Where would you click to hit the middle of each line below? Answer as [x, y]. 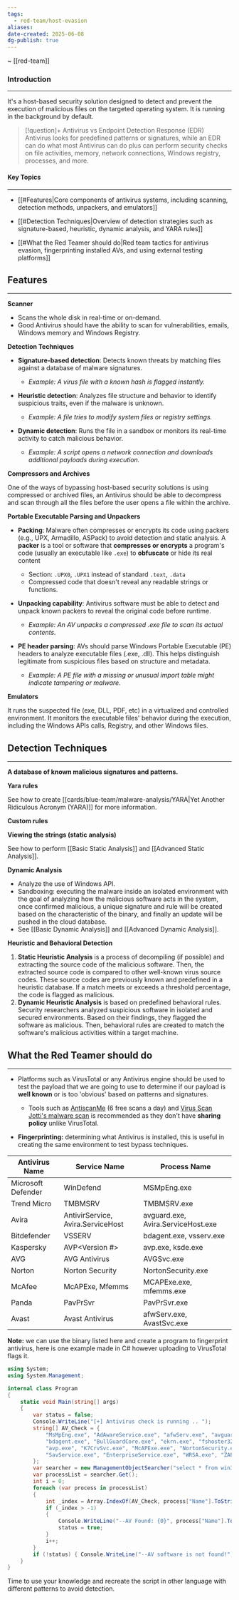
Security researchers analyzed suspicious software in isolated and [115, 1010]
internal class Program [43, 1388]
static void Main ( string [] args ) [70, 1402]
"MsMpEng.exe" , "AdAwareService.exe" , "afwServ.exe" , [127, 1435]
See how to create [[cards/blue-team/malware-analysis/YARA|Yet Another [116, 800]
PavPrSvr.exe [166, 1303]
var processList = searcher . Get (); [86, 1475]
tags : [15, 14]
